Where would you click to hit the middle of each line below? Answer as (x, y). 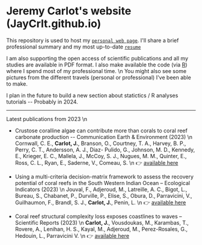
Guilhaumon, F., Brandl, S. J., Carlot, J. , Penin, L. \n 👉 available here (100, 202)
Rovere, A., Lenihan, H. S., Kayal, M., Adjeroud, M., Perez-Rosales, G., (101, 229)
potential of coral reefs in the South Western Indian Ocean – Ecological (103, 183)
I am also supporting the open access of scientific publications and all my (97, 58)
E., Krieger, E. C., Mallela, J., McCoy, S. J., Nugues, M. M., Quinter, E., (101, 156)
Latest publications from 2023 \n (47, 119)
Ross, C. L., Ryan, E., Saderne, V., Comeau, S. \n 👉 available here (96, 162)
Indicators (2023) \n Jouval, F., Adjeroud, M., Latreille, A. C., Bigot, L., (101, 189)
